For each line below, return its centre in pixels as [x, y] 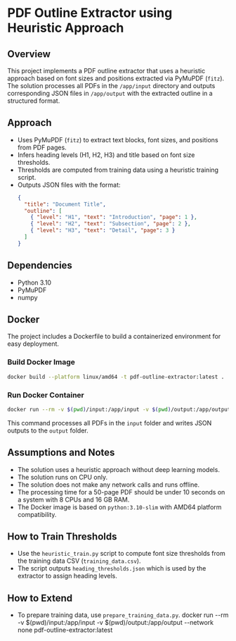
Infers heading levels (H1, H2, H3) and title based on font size [106, 155]
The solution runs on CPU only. [62, 477]
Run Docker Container [46, 394]
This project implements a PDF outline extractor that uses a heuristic [106, 71]
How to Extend [40, 598]
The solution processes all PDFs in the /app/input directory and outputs [111, 86]
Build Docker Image [41, 362]
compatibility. [37, 514]
